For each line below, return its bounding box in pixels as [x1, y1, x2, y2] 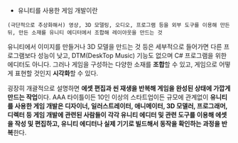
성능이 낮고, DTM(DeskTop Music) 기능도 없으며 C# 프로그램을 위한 [38, 52, 227, 59]
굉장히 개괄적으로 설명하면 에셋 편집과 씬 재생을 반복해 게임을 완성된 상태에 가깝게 [7, 84, 231, 92]
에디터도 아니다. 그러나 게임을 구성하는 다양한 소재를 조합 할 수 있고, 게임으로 [7, 60, 218, 69]
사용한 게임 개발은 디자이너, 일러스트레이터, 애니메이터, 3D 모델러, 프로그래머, [14, 102, 228, 110]
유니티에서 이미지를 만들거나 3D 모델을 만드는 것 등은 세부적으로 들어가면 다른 [7, 42, 222, 51]
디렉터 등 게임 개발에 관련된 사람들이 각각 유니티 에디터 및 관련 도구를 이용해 [7, 110, 215, 119]
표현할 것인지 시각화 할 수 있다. [14, 69, 99, 77]
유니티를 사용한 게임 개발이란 [17, 6, 98, 14]
